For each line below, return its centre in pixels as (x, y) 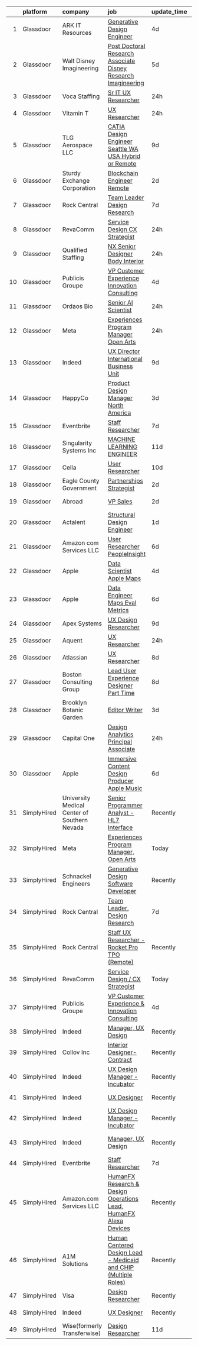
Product (119, 383)
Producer (121, 781)
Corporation (79, 188)
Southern (75, 820)
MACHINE (121, 439)
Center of (75, 813)
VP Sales (120, 501)
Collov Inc (76, 1052)
